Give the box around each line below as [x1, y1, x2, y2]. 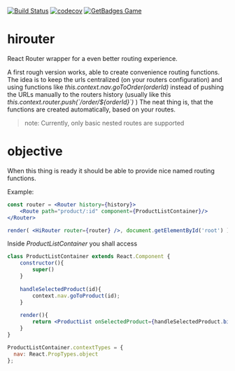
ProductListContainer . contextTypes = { [7, 344, 124, 351]
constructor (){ [20, 259, 64, 267]
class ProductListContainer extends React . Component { [7, 253, 171, 260]
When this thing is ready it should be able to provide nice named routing [7, 166, 215, 175]
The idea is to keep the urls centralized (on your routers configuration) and [7, 75, 222, 83]
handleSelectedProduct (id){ [20, 285, 101, 292]
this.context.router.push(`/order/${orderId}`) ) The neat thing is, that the [7, 97, 213, 106]
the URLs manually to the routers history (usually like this [7, 90, 171, 98]
